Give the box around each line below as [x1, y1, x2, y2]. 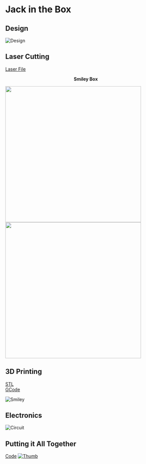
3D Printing [5, 367, 42, 376]
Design [5, 24, 29, 33]
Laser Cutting [5, 52, 50, 61]
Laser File [5, 66, 26, 72]
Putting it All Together [5, 439, 77, 448]
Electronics [5, 411, 42, 420]
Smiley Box [74, 76, 98, 82]
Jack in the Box [5, 4, 71, 15]
